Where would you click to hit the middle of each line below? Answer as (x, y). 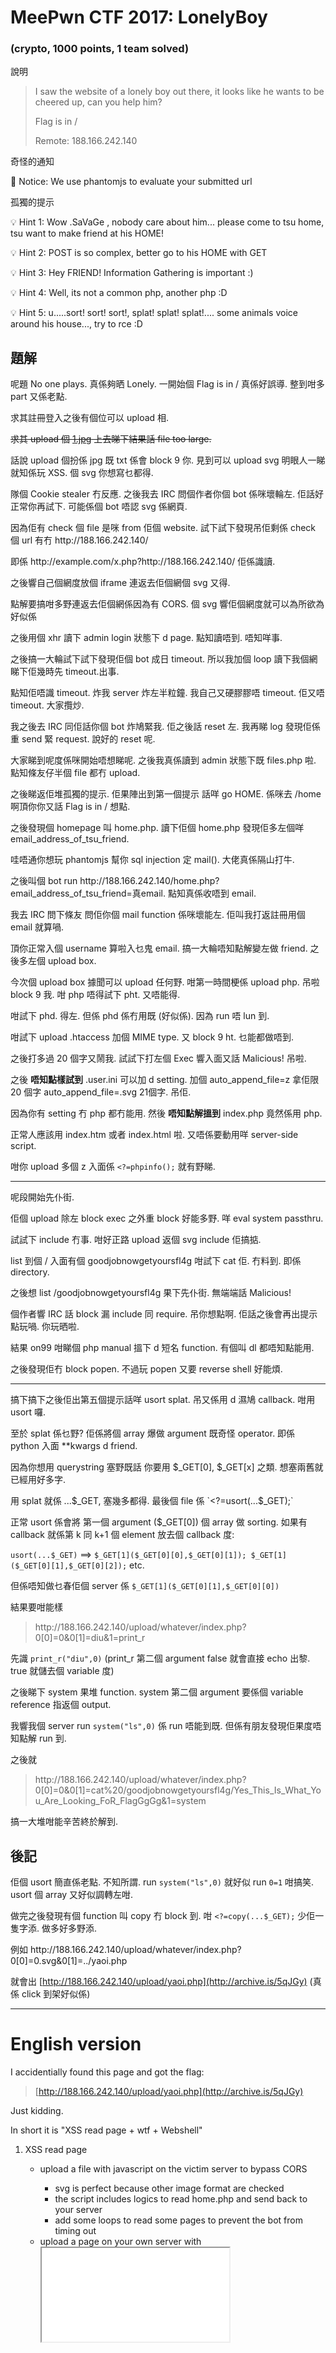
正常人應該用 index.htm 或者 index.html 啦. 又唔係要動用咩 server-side (154, 1135)
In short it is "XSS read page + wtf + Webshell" (106, 2130)
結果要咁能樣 (36, 1607)
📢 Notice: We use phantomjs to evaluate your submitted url (131, 182)
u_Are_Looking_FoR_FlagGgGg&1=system (120, 1801)
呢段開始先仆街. (42, 1197)
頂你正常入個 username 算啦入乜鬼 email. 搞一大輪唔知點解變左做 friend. (159, 948)
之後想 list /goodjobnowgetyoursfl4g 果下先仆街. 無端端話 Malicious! (151, 1293)
